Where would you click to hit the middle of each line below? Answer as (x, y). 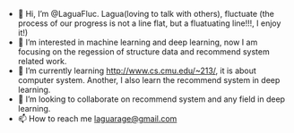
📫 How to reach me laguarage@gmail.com (97, 119)
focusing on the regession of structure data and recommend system (144, 52)
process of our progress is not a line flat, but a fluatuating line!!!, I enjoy (149, 23)
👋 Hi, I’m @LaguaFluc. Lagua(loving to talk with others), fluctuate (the (146, 14)
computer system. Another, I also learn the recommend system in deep (149, 80)
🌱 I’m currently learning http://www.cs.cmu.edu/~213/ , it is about (137, 71)
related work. (42, 61)
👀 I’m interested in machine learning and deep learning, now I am (138, 42)
